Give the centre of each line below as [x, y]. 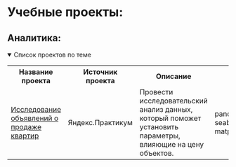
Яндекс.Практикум [100, 123]
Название [36, 72]
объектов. [157, 153]
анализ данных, [166, 109]
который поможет [170, 118]
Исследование [36, 109]
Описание [173, 76]
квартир [25, 136]
